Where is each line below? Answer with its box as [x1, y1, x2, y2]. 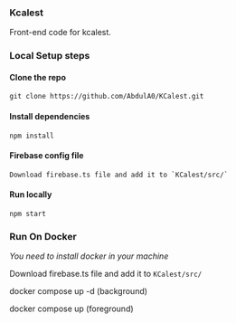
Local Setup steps [9, 50, 90, 62]
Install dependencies [9, 111, 90, 122]
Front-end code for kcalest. [9, 27, 111, 38]
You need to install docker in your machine [9, 251, 169, 261]
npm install [9, 131, 54, 140]
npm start [9, 210, 47, 219]
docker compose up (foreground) [9, 303, 134, 314]
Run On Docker [9, 230, 77, 242]
